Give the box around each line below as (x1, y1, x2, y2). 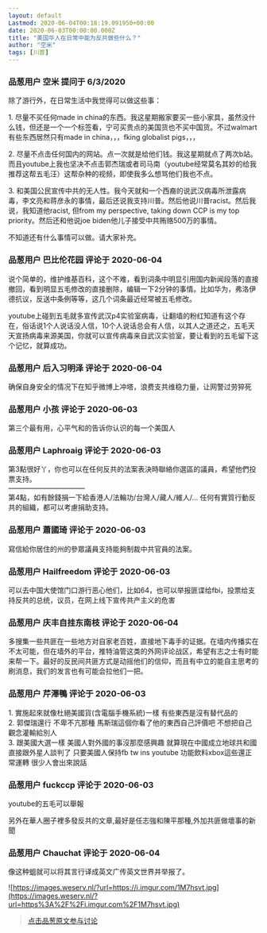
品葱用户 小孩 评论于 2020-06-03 (8, 403, 138, 414)
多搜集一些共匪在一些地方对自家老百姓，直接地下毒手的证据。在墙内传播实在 (8, 637, 259, 646)
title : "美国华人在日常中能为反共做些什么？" (8, 33, 141, 42)
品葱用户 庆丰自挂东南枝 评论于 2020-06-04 (8, 617, 179, 628)
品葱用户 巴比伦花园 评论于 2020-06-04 (8, 255, 163, 266)
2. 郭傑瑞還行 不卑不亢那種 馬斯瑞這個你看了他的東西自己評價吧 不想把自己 (8, 718, 253, 727)
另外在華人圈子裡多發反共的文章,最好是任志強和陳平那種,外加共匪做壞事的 (8, 815, 250, 825)
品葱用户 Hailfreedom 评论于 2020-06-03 (8, 565, 171, 576)
